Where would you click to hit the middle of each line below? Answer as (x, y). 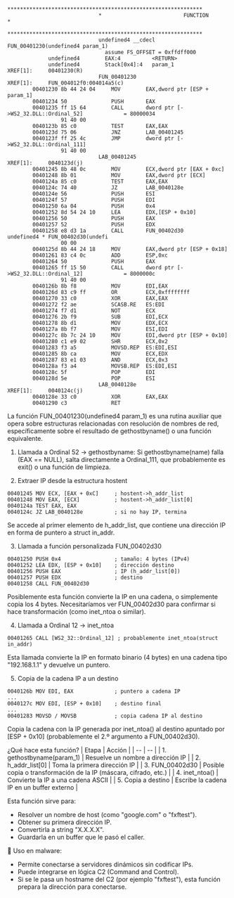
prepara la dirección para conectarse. (72, 887)
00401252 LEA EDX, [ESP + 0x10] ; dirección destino (91, 565)
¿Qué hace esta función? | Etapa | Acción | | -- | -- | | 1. (87, 750)
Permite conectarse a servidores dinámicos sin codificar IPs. (105, 864)
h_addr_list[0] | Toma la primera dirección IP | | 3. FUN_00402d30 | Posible (116, 765)
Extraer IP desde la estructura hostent (72, 481)
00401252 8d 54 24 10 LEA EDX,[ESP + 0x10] (115, 212)
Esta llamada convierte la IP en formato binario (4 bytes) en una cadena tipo (117, 657)
